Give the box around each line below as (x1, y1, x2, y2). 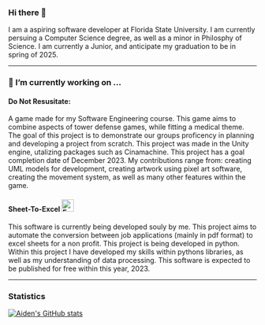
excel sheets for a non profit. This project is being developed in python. (8, 238, 241, 248)
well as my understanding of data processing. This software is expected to (8, 255, 251, 264)
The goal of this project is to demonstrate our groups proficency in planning (8, 131, 255, 140)
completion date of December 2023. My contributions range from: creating (8, 156, 252, 165)
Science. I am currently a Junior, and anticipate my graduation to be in (8, 42, 237, 51)
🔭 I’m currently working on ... (8, 77, 122, 88)
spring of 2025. (8, 50, 58, 60)
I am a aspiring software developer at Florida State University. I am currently (8, 25, 256, 35)
